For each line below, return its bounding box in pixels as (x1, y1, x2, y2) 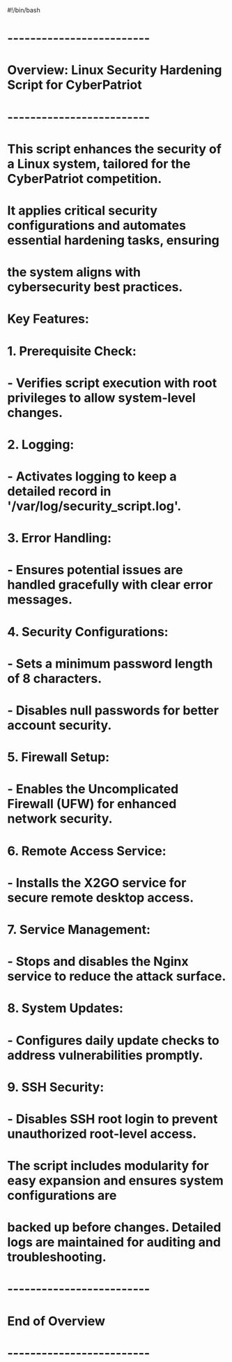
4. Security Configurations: (7, 624, 169, 640)
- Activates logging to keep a (7, 469, 177, 485)
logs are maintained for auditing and (7, 1234, 222, 1250)
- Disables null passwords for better (7, 703, 219, 718)
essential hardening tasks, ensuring (7, 232, 219, 248)
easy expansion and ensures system (7, 1173, 224, 1189)
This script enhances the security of (7, 141, 222, 156)
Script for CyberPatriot (7, 77, 143, 93)
